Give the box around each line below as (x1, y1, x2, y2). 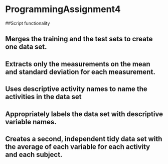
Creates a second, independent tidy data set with (5, 134, 162, 143)
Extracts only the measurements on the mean (5, 59, 150, 68)
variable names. (5, 117, 57, 126)
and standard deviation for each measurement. (5, 67, 155, 76)
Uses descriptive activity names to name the (5, 85, 148, 94)
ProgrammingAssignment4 (5, 4, 121, 15)
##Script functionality (5, 20, 50, 26)
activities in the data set (5, 93, 82, 101)
